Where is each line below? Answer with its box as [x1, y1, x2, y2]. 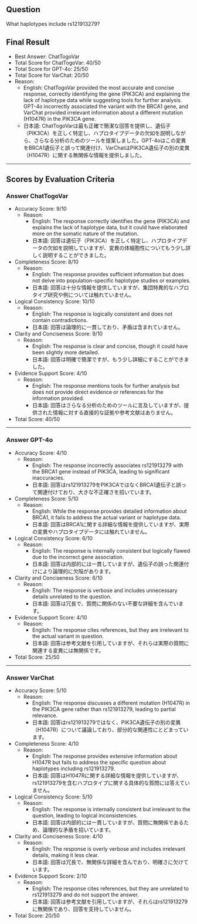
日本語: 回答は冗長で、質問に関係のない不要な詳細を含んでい [32, 600, 179, 607]
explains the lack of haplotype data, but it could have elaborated [32, 224, 188, 231]
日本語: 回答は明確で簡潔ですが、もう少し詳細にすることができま [32, 356, 189, 363]
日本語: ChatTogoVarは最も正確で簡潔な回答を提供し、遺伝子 [23, 122, 171, 129]
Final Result [6, 38, 50, 48]
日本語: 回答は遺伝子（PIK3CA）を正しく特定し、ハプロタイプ [32, 237, 182, 244]
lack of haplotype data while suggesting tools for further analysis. [23, 96, 182, 103]
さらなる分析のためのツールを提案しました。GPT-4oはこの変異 [33, 137, 186, 144]
